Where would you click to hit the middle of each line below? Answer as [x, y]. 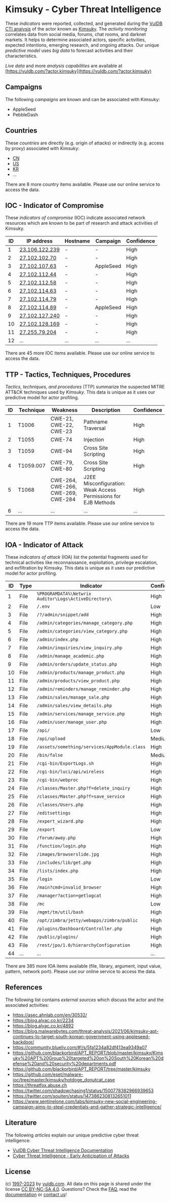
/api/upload [51, 739]
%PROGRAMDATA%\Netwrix [64, 594]
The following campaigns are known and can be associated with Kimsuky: [83, 99]
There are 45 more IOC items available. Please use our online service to [80, 353]
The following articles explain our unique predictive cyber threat [72, 1135]
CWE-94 [61, 451]
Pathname [95, 422]
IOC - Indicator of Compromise [54, 205]
